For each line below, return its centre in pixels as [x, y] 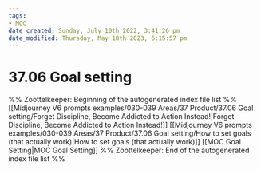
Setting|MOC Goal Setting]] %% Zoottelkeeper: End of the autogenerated [129, 150]
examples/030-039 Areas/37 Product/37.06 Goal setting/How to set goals [130, 133]
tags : [17, 16]
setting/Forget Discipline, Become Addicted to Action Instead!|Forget [121, 117]
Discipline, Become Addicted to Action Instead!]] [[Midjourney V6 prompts [130, 125]
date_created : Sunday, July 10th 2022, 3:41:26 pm [94, 30]
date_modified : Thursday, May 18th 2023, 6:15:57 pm [98, 38]
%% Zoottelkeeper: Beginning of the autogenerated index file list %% [123, 100]
